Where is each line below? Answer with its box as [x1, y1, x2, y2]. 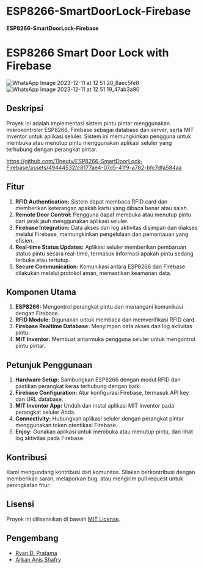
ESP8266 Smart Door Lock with [6, 46, 169, 60]
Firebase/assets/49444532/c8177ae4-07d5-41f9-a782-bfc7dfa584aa [6, 164, 182, 171]
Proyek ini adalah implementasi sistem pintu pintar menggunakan [6, 119, 170, 127]
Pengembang [6, 533, 59, 543]
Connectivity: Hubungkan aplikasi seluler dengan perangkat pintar [15, 415, 184, 422]
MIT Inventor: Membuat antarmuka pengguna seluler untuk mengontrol [15, 336, 195, 343]
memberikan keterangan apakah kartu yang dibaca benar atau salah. [15, 204, 189, 211]
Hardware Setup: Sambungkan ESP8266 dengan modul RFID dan [15, 376, 181, 383]
